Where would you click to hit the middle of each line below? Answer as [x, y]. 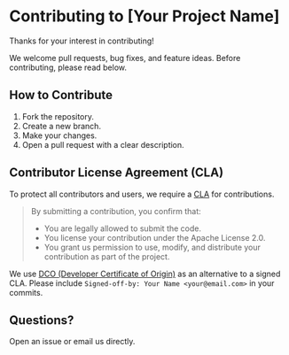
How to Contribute [61, 95]
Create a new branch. [62, 126]
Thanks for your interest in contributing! [82, 41]
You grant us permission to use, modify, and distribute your [152, 247]
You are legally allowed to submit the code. [123, 228]
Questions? [42, 320]
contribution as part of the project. [107, 256]
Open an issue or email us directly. [72, 342]
